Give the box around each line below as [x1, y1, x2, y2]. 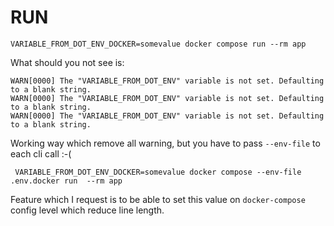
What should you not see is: [10, 56, 125, 68]
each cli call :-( [10, 147, 72, 160]
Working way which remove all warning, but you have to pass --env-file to [10, 137, 321, 149]
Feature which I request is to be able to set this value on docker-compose [10, 193, 306, 205]
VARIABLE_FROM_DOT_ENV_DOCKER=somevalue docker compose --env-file [14, 167, 302, 177]
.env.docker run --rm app [10, 176, 123, 186]
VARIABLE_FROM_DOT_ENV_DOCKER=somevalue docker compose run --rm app [10, 39, 307, 49]
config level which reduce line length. [10, 204, 165, 216]
